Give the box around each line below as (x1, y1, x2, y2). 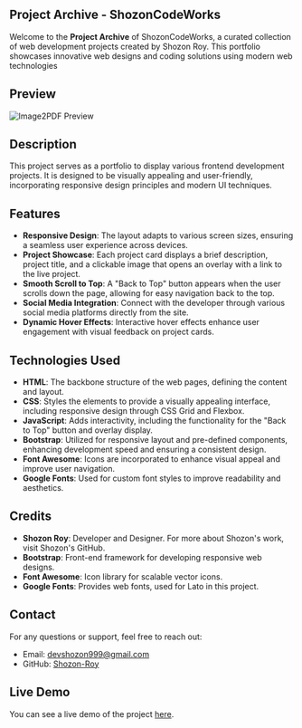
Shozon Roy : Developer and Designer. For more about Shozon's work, (22, 532, 285, 543)
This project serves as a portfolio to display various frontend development (9, 160, 285, 171)
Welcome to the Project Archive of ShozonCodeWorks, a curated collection (9, 31, 292, 42)
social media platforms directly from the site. (22, 307, 189, 318)
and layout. (22, 387, 65, 398)
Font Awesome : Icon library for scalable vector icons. (22, 570, 223, 582)
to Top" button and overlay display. (22, 425, 154, 436)
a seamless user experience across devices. (22, 240, 188, 251)
